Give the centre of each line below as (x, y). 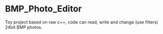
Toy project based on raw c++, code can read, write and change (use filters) (82, 22)
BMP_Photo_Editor (43, 9)
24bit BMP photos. (24, 27)
